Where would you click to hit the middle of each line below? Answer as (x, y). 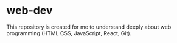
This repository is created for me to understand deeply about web (89, 27)
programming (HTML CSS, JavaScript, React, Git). (69, 33)
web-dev (29, 10)
